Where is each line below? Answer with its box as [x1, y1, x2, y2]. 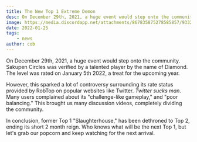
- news [16, 36, 33, 41]
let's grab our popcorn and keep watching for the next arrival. [6, 129, 155, 136]
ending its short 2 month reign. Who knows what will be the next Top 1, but [6, 123, 186, 130]
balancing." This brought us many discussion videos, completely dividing [6, 99, 182, 106]
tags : [6, 30, 19, 36]
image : [6, 19, 22, 25]
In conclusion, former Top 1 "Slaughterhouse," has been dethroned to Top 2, [6, 117, 191, 124]
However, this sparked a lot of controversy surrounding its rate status [6, 81, 174, 88]
